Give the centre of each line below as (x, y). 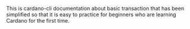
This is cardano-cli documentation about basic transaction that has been (95, 8)
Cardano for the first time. (38, 21)
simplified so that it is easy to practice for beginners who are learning (91, 14)
